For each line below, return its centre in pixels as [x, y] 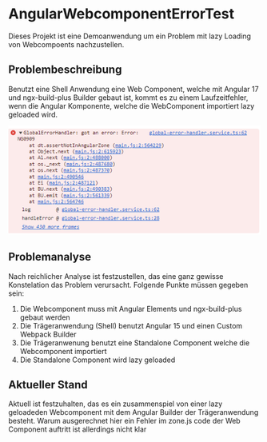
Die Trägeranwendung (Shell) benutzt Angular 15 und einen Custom [131, 325]
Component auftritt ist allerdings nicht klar [78, 429]
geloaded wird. [33, 114]
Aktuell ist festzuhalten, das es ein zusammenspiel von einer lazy [116, 404]
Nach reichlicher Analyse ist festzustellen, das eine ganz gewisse [116, 276]
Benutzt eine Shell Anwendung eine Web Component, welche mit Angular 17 [133, 89]
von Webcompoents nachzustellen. [66, 44]
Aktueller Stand [48, 384]
